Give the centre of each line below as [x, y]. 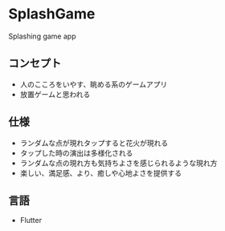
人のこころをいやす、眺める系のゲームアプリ [94, 84]
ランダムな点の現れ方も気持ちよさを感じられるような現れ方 [119, 163]
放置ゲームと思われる [55, 94]
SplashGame [52, 14]
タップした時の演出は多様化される [76, 152]
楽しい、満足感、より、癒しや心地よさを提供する [101, 172]
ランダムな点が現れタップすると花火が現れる [94, 143]
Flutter [31, 221]
